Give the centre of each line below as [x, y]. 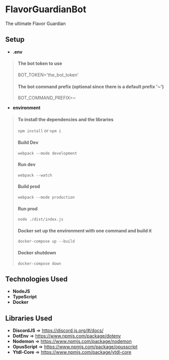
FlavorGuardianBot [46, 9]
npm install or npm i [39, 131]
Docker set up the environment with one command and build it [85, 230]
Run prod [28, 209]
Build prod [29, 187]
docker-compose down [39, 264]
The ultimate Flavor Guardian [36, 23]
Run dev [27, 165]
